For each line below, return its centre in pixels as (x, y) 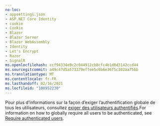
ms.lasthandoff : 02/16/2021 (34, 83)
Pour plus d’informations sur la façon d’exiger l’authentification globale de (80, 102)
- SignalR (15, 61)
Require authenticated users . (35, 118)
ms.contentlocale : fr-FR (31, 79)
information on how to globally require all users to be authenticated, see (79, 113)
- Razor (13, 56)
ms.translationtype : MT (30, 74)
